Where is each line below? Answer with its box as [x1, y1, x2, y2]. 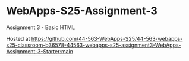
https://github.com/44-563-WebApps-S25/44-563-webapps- [31, 35, 183, 42]
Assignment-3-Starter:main [6, 47, 73, 54]
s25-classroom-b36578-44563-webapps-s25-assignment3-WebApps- [6, 41, 181, 49]
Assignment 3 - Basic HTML [6, 24, 75, 31]
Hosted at [6, 35, 30, 42]
